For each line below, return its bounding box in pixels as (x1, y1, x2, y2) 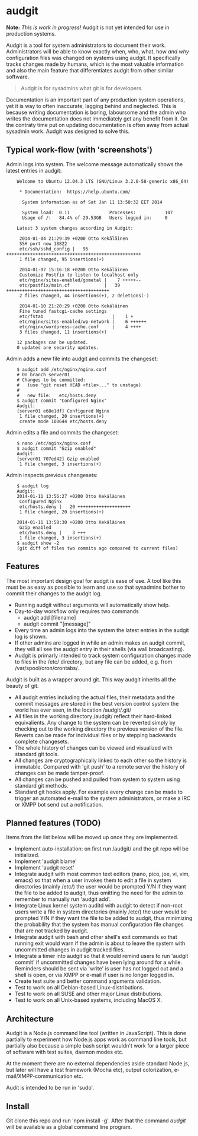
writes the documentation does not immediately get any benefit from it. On (6, 115, 188, 122)
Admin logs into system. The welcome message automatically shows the (6, 160, 183, 167)
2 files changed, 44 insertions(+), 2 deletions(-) (19, 293, 150, 299)
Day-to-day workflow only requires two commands (14, 607, 139, 615)
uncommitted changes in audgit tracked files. (14, 946, 125, 953)
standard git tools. (14, 750, 59, 757)
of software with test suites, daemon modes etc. (6, 1049, 124, 1056)
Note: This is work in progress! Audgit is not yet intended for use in (6, 24, 170, 31)
